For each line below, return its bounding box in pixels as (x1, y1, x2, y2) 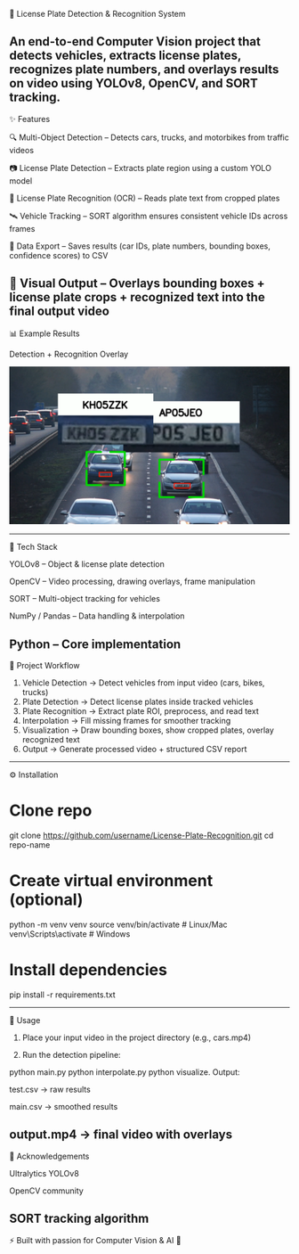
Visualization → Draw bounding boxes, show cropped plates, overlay (21, 725, 274, 735)
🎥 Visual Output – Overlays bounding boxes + (9, 276, 265, 291)
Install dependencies (9, 960, 167, 979)
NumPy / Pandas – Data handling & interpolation (9, 611, 185, 621)
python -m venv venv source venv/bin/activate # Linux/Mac (9, 919, 229, 930)
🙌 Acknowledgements (9, 1151, 90, 1161)
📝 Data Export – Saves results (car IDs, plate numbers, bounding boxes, (9, 241, 271, 251)
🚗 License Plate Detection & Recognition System (9, 9, 186, 19)
